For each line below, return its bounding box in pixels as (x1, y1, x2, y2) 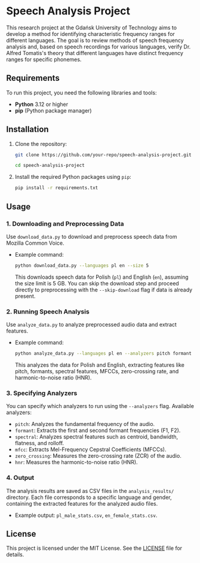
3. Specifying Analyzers (6, 389, 78, 397)
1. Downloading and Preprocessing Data (6, 220, 124, 228)
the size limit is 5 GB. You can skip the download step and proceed (14, 279, 179, 287)
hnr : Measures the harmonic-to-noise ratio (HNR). (14, 459, 139, 466)
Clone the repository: (14, 140, 67, 147)
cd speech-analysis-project (14, 163, 85, 169)
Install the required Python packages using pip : (14, 174, 131, 181)
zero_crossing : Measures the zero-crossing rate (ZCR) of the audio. (14, 452, 182, 459)
